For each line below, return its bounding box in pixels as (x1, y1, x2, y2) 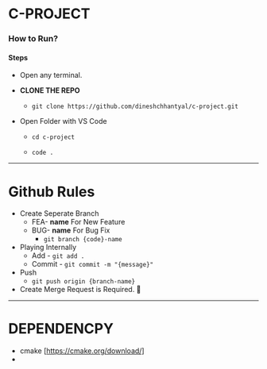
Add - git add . (31, 251, 85, 260)
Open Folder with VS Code (19, 117, 107, 126)
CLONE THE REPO (19, 86, 81, 95)
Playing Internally (19, 243, 77, 252)
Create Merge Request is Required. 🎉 (19, 285, 141, 294)
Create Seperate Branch (19, 209, 99, 218)
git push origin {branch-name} (31, 278, 136, 286)
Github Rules (8, 183, 95, 201)
